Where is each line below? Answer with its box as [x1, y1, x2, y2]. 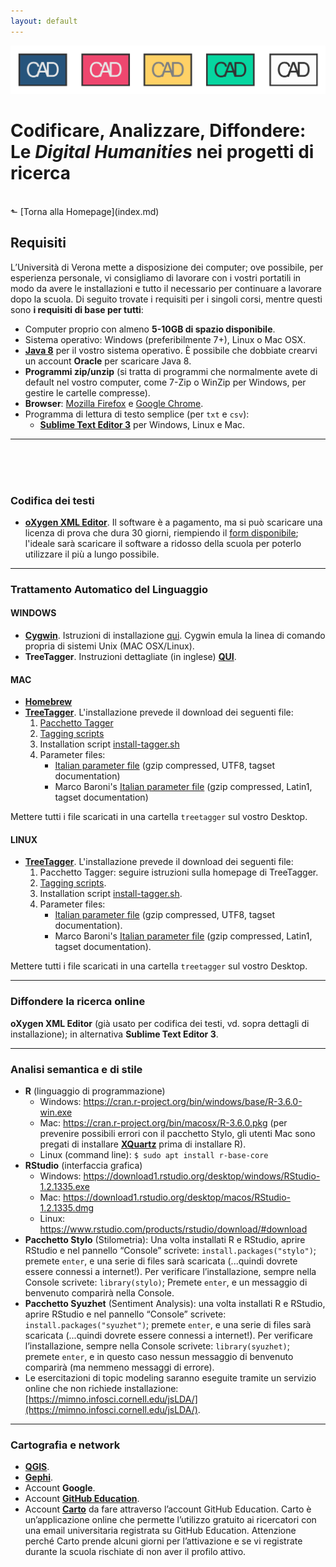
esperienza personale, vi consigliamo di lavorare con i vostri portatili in [10, 271, 302, 284]
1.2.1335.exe [39, 1181, 90, 1193]
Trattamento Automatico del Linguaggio [10, 582, 208, 596]
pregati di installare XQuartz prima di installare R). [39, 1138, 247, 1150]
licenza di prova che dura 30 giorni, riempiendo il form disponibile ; [24, 526, 299, 539]
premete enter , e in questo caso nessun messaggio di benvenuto [24, 1351, 294, 1363]
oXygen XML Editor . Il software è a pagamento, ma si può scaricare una [24, 516, 323, 528]
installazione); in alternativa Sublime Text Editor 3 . [10, 1028, 219, 1040]
